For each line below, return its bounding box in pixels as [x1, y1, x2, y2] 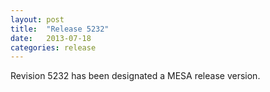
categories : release [10, 42, 97, 53]
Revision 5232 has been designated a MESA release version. [10, 70, 261, 82]
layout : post [10, 14, 65, 25]
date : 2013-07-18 [10, 33, 92, 43]
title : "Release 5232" [10, 24, 110, 34]
